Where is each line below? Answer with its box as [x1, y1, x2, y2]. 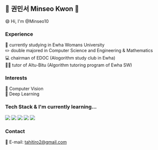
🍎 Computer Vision [5, 86, 44, 92]
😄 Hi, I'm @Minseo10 [5, 18, 49, 24]
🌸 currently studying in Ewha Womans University [5, 42, 105, 48]
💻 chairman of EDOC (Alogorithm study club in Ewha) [5, 55, 115, 61]
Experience [5, 30, 33, 37]
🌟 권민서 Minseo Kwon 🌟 [5, 4, 79, 13]
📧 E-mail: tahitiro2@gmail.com [5, 139, 67, 145]
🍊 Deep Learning [5, 91, 40, 97]
